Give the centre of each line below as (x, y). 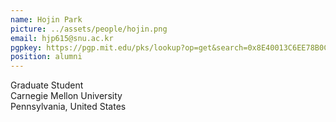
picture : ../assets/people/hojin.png (89, 29)
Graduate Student (47, 85)
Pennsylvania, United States (68, 107)
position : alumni (46, 57)
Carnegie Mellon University (66, 96)
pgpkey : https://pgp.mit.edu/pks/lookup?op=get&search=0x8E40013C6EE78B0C (169, 47)
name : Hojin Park (46, 19)
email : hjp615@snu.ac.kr (62, 38)
